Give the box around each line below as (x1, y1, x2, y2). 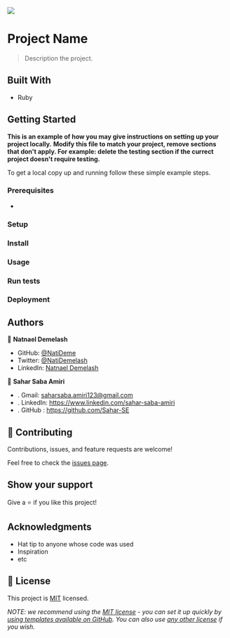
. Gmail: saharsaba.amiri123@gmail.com (17, 391, 133, 400)
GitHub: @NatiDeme (17, 349, 76, 357)
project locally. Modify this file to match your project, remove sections (7, 139, 217, 148)
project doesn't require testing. (7, 155, 100, 163)
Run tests (7, 276, 41, 286)
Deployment (7, 295, 50, 305)
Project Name (7, 31, 88, 47)
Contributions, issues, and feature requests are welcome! (7, 445, 173, 454)
